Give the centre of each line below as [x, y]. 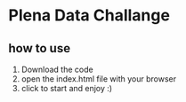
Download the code [57, 69]
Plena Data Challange [89, 16]
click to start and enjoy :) [67, 88]
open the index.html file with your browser [99, 79]
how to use [40, 48]
